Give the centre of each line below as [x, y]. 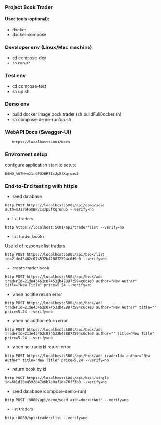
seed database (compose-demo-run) [49, 391]
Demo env [17, 104]
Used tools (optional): [27, 19]
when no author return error [40, 320]
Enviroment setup [26, 154]
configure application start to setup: [41, 165]
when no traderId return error [41, 347]
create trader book [31, 268]
